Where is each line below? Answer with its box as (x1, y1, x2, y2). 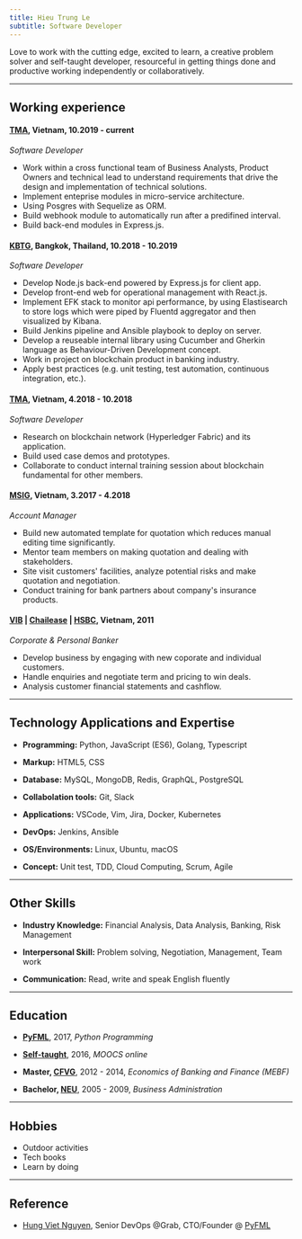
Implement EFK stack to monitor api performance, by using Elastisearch (22, 297, 288, 308)
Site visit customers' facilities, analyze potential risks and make (22, 566, 256, 576)
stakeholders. (22, 556, 74, 566)
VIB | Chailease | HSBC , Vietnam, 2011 (9, 615, 155, 626)
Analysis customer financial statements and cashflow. (22, 681, 222, 691)
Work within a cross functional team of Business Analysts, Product (22, 163, 269, 174)
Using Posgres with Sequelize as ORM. (22, 201, 167, 211)
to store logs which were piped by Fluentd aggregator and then (22, 307, 256, 317)
